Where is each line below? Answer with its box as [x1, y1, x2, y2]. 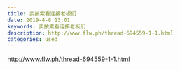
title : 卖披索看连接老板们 [7, 10, 77, 17]
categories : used [7, 36, 58, 43]
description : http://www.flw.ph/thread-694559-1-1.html [7, 29, 174, 37]
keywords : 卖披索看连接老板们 [7, 23, 86, 30]
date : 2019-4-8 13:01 [7, 17, 71, 24]
